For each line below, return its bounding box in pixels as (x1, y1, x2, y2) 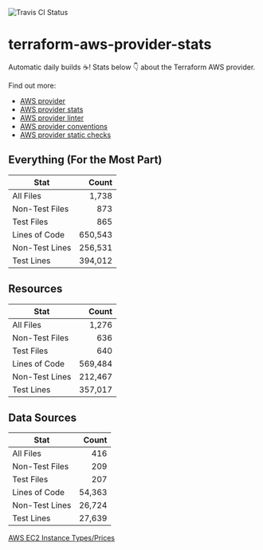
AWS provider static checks (19, 130, 112, 139)
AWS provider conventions (19, 121, 108, 131)
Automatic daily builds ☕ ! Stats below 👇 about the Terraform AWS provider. (8, 62, 256, 72)
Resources (8, 282, 63, 296)
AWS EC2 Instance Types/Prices (8, 533, 116, 543)
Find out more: (8, 81, 57, 90)
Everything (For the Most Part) (8, 153, 163, 167)
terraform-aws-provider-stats (8, 36, 212, 53)
